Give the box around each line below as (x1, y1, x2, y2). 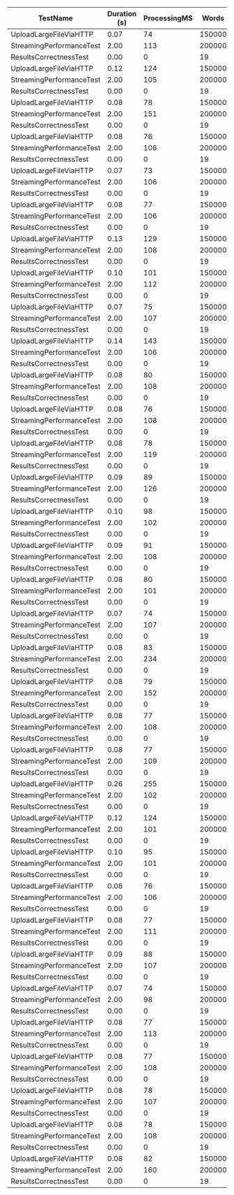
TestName (38, 13, 73, 23)
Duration (107, 9, 137, 18)
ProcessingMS (143, 13, 193, 23)
